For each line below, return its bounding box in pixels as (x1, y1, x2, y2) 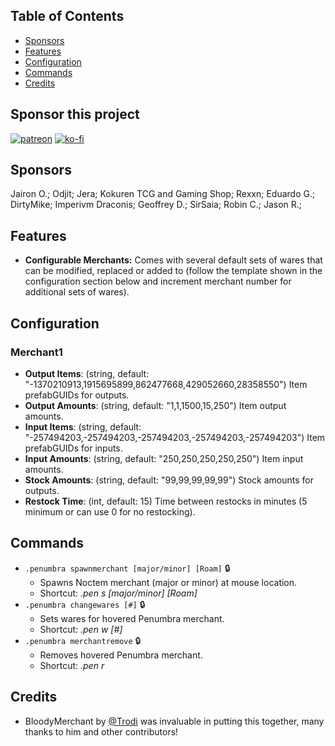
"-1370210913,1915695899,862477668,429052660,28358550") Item (24, 378, 308, 390)
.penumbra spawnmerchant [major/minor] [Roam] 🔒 (24, 562, 231, 574)
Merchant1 (10, 345, 63, 359)
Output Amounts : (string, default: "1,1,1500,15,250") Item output (24, 399, 287, 411)
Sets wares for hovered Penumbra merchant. (39, 612, 225, 624)
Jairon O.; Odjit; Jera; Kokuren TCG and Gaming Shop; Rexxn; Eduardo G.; (10, 188, 316, 200)
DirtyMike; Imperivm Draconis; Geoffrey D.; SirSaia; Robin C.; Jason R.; (10, 199, 303, 211)
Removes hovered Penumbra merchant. (39, 649, 203, 661)
